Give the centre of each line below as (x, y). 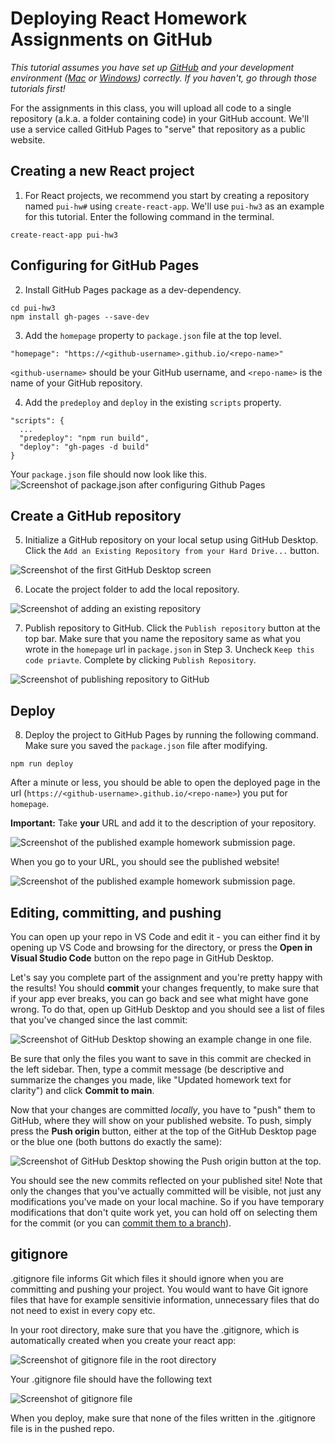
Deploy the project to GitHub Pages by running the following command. (171, 735)
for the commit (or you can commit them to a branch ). (121, 1223)
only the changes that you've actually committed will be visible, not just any (166, 1191)
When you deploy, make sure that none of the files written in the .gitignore (163, 1418)
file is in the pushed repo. (62, 1428)
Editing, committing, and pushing (116, 912)
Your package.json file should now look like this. (108, 474)
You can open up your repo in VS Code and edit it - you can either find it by (165, 936)
